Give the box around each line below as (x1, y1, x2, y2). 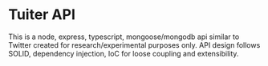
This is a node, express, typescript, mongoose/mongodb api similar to (8, 32, 240, 41)
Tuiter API (8, 6, 76, 24)
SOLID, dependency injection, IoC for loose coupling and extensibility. (8, 49, 239, 58)
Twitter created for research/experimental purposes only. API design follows (8, 40, 261, 49)
